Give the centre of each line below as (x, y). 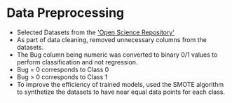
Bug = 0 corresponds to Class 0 (63, 69)
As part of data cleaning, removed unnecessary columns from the (112, 39)
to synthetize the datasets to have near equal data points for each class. (121, 92)
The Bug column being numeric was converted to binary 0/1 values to (117, 55)
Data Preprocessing (66, 13)
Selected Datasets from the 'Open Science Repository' (96, 32)
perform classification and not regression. (77, 62)
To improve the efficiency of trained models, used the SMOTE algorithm (120, 84)
